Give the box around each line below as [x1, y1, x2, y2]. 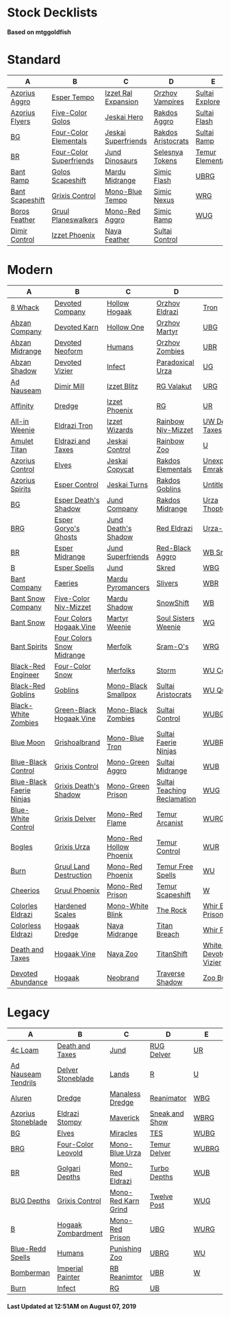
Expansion [105, 97, 139, 106]
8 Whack [10, 303, 40, 312]
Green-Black [54, 705, 97, 714]
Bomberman [10, 1268, 50, 1277]
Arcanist [156, 818, 183, 827]
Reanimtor [109, 1272, 143, 1281]
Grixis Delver [54, 814, 96, 823]
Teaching [156, 786, 187, 795]
